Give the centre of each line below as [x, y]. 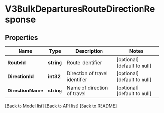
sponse [20, 19]
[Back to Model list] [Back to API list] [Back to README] [61, 106]
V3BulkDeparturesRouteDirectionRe [80, 9]
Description [89, 51]
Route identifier [84, 62]
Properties [21, 37]
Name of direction [87, 88]
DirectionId [21, 77]
